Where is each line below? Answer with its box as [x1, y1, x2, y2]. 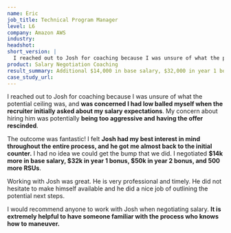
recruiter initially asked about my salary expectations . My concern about [7, 107, 218, 115]
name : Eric [7, 10, 38, 17]
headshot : [7, 42, 36, 49]
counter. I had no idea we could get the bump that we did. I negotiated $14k [7, 149, 223, 158]
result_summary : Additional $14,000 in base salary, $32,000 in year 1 [7, 67, 217, 74]
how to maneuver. [7, 220, 60, 228]
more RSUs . [7, 164, 41, 172]
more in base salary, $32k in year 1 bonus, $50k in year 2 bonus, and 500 [7, 157, 221, 165]
